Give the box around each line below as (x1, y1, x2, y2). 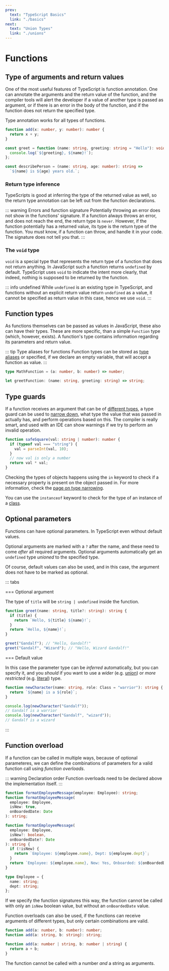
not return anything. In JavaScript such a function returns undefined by (5, 264, 152, 270)
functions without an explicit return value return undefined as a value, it (5, 289, 152, 295)
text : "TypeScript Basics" (10, 12, 66, 17)
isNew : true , (10, 804, 37, 809)
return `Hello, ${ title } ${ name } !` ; (14, 618, 92, 623)
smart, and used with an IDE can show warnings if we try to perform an (5, 422, 153, 428)
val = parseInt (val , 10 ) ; (14, 446, 69, 451)
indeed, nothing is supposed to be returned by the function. (5, 274, 129, 280)
